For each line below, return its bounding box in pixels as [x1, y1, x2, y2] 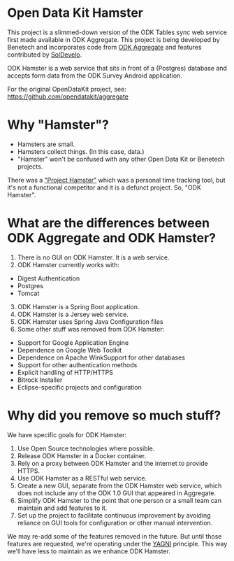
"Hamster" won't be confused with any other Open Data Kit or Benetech [17, 155, 225, 163]
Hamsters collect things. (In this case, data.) [17, 147, 145, 155]
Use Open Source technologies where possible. [17, 444, 155, 453]
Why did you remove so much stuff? [7, 408, 221, 423]
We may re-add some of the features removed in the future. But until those [7, 532, 222, 540]
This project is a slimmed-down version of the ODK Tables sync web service [7, 28, 228, 36]
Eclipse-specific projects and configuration [17, 383, 142, 391]
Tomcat [17, 289, 40, 297]
